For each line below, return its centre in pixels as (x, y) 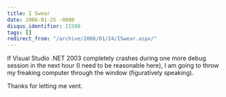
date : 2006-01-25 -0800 (41, 20)
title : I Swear (29, 13)
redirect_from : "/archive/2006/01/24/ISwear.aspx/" (82, 39)
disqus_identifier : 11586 (44, 26)
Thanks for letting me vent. (45, 86)
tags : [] (19, 32)
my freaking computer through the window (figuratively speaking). (100, 73)
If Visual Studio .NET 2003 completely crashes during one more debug (107, 58)
